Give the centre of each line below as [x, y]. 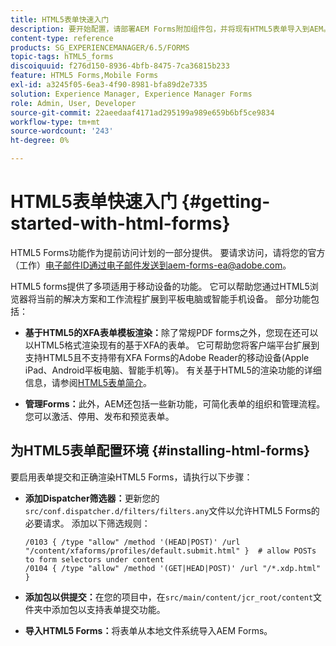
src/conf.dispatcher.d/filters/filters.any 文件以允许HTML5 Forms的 [172, 510]
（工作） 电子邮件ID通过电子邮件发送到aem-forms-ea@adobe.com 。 [151, 265]
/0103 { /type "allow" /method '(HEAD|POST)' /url [132, 542]
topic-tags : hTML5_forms [62, 57]
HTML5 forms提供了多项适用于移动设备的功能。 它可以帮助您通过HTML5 [160, 286]
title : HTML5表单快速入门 [60, 19]
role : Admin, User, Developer [73, 103]
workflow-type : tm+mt [55, 122]
